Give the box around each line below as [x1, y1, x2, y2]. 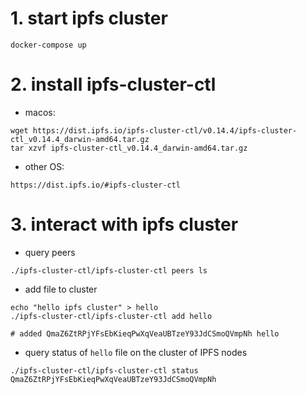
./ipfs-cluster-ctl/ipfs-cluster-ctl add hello [10, 311, 213, 321]
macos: [24, 106, 56, 118]
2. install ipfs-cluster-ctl [10, 73, 217, 96]
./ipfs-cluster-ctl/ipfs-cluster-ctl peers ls [10, 265, 208, 276]
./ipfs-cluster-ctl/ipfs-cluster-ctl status [10, 365, 199, 376]
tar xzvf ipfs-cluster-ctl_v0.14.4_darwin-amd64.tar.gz [10, 143, 248, 153]
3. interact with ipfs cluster [10, 213, 239, 236]
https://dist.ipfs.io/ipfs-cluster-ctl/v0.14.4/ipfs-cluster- [32, 125, 298, 136]
